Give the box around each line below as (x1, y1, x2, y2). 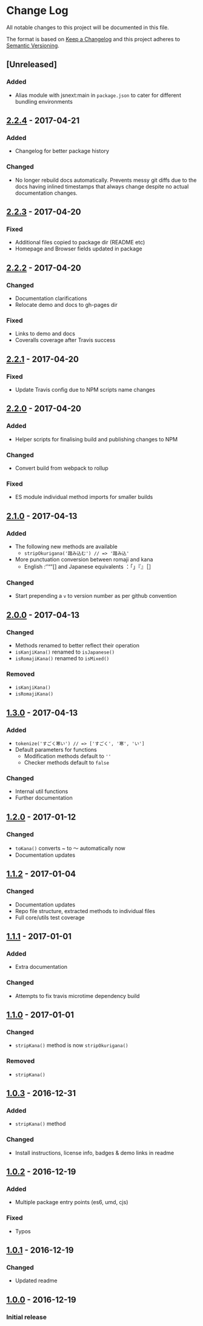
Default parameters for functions (15, 746, 97, 753)
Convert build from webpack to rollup (15, 464, 109, 472)
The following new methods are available (15, 543, 118, 550)
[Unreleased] (6, 59, 58, 70)
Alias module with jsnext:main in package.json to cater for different (15, 92, 182, 99)
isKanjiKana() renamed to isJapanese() (15, 648, 115, 655)
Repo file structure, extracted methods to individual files (15, 907, 156, 914)
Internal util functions (15, 788, 68, 795)
